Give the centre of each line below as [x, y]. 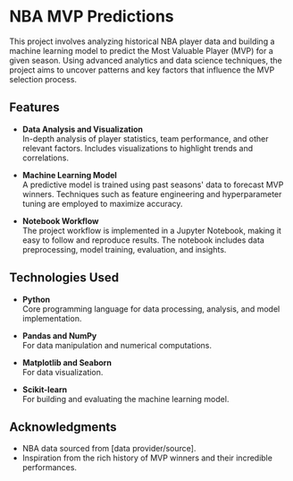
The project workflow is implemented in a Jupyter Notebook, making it [151, 230]
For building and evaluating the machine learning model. [126, 399]
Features [34, 108]
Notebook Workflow [60, 220]
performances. [50, 468]
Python [36, 299]
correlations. [46, 158]
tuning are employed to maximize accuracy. [102, 203]
